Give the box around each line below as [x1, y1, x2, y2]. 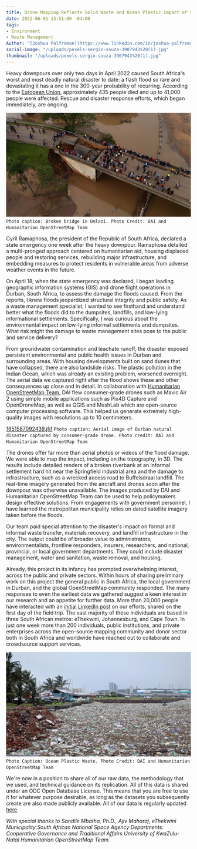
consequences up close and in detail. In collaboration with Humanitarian [6, 382, 181, 390]
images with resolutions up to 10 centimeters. [23, 414, 134, 421]
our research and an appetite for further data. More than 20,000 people [6, 597, 179, 604]
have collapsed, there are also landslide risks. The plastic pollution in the [6, 364, 182, 371]
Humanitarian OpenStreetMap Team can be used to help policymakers [6, 493, 176, 500]
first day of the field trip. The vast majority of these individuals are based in [6, 609, 188, 616]
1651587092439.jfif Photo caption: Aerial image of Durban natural [6, 425, 172, 432]
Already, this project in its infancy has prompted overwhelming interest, [6, 566, 178, 573]
